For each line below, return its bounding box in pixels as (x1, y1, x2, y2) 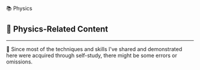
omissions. (6, 58, 33, 65)
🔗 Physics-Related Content (6, 24, 108, 34)
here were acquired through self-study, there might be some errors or (6, 52, 177, 59)
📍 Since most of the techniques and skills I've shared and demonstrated (6, 45, 183, 52)
